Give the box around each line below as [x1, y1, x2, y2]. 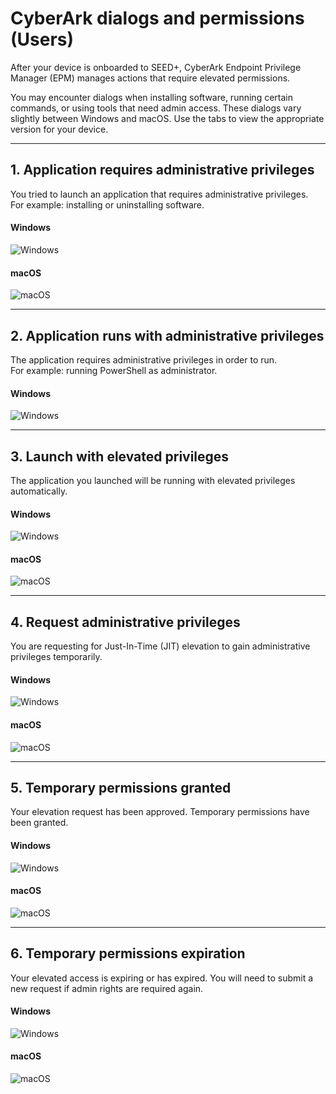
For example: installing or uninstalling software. [10, 198, 205, 211]
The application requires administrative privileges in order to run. [10, 353, 278, 366]
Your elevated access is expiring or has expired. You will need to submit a [10, 972, 314, 984]
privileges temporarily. [10, 651, 103, 663]
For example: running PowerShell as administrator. [10, 364, 218, 376]
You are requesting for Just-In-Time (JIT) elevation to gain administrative [10, 640, 311, 652]
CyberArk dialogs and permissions [10, 7, 305, 30]
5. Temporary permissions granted [10, 780, 232, 796]
